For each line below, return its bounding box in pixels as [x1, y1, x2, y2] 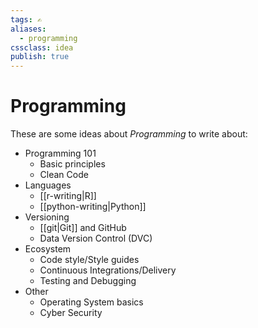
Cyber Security [39, 307, 103, 319]
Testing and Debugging [39, 275, 137, 287]
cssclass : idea [10, 42, 74, 53]
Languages [24, 179, 72, 191]
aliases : [10, 24, 47, 34]
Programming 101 [24, 147, 97, 160]
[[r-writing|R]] [39, 190, 97, 202]
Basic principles [39, 158, 106, 170]
